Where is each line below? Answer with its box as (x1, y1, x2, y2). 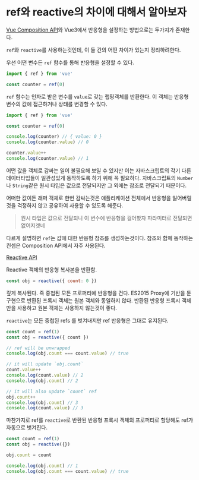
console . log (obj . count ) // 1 (6, 463, 78, 469)
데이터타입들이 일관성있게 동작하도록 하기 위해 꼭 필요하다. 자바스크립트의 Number (6, 174, 194, 181)
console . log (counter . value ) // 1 (6, 156, 89, 162)
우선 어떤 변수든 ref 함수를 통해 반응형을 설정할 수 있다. (6, 59, 135, 66)
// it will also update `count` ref (6, 389, 97, 394)
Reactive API (6, 254, 37, 261)
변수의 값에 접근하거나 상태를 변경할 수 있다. (6, 100, 108, 108)
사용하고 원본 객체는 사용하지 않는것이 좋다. (17, 304, 118, 311)
